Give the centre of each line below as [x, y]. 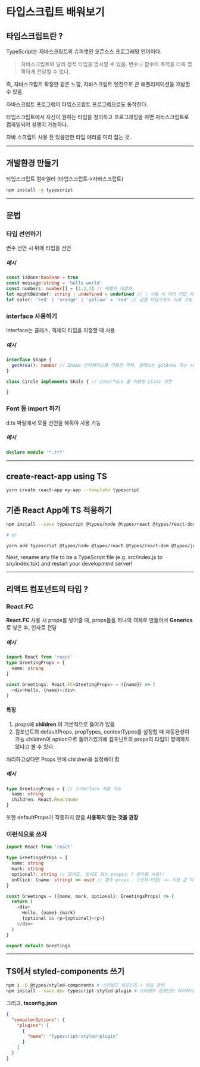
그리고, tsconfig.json [32, 1003]
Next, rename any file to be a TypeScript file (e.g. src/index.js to [84, 557]
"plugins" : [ [33, 1025]
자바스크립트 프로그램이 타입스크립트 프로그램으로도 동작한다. [77, 104]
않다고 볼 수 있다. [35, 746]
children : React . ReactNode [45, 800]
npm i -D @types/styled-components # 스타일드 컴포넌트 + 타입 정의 [85, 985]
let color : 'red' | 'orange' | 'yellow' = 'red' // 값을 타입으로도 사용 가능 [99, 299]
